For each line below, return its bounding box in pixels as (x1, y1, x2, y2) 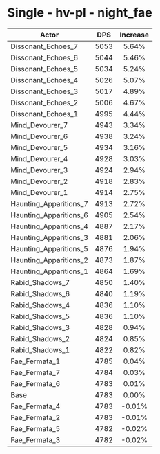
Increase (119, 30, 150, 39)
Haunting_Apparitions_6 (10, 210, 88, 219)
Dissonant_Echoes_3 (10, 87, 79, 96)
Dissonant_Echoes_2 (10, 98, 79, 107)
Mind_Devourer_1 (10, 188, 68, 197)
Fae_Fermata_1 (10, 356, 61, 366)
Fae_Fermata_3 (10, 435, 61, 444)
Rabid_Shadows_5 (10, 311, 70, 321)
